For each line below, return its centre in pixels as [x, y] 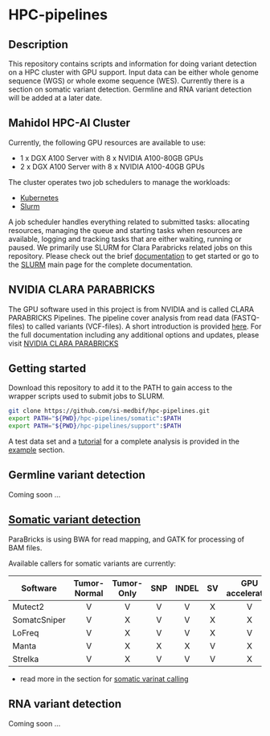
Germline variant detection [77, 475]
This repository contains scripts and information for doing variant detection [133, 63]
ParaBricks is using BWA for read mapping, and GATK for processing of [127, 539]
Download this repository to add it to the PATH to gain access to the [121, 388]
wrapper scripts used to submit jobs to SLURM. [86, 396]
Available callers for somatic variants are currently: [92, 563]
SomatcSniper [39, 619]
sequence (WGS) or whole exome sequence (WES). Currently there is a [127, 81]
